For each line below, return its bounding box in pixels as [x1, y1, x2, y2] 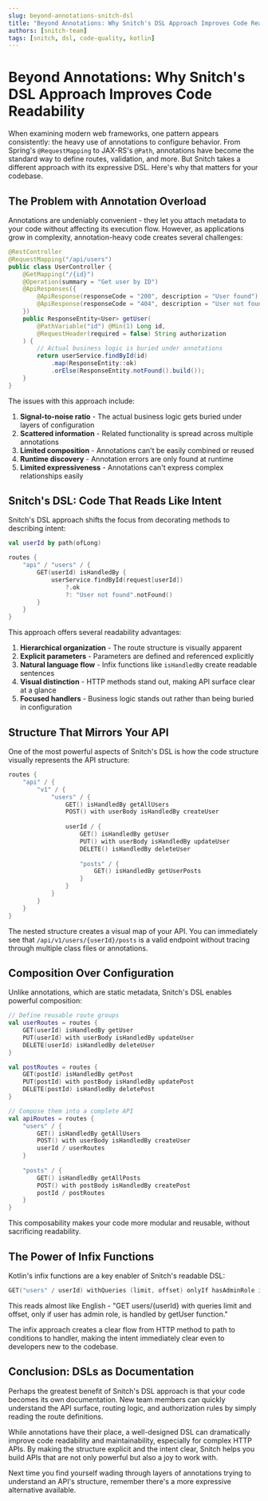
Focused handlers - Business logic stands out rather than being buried [19, 694, 254, 704]
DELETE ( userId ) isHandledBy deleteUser [22, 1041, 156, 1049]
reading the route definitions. [8, 1412, 104, 1421]
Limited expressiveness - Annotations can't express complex [19, 463, 224, 472]
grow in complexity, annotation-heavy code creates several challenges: [8, 232, 243, 242]
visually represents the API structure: [8, 756, 130, 764]
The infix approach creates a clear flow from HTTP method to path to [8, 1324, 236, 1334]
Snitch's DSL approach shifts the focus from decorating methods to [8, 515, 230, 525]
